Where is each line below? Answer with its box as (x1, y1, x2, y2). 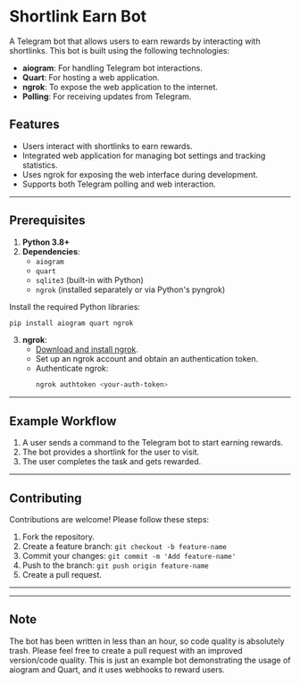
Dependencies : (21, 246, 80, 256)
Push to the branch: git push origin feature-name (21, 560, 210, 571)
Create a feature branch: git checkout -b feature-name (21, 540, 228, 551)
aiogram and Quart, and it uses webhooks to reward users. (9, 663, 225, 675)
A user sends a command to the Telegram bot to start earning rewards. (21, 438, 284, 448)
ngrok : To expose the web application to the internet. (21, 81, 219, 92)
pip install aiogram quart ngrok (9, 319, 134, 328)
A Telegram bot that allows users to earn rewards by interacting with (9, 36, 261, 46)
